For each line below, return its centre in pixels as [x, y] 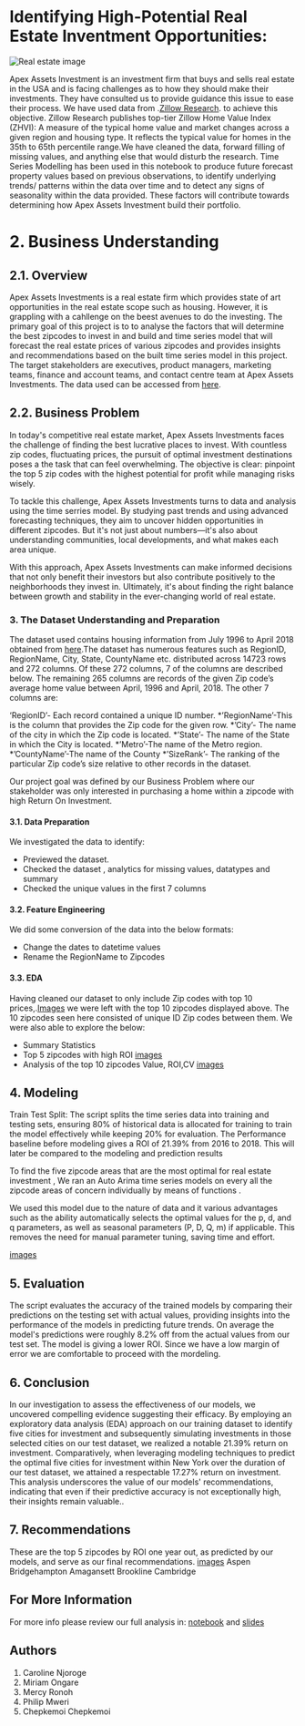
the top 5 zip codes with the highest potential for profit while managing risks [152, 473]
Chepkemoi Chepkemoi [66, 1711]
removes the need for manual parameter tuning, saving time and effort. [142, 1238]
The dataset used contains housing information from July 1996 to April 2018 [152, 640]
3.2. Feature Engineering [57, 909]
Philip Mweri [46, 1701]
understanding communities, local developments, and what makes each [144, 539]
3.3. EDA [26, 978]
